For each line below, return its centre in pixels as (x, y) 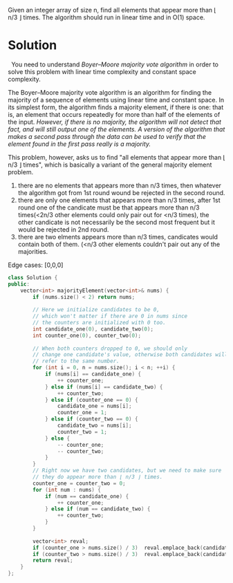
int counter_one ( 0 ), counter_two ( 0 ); (87, 335)
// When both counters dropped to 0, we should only (110, 349)
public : (19, 284)
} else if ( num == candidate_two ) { (97, 509)
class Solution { (33, 277)
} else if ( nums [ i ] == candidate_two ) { (104, 387)
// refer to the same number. (76, 361)
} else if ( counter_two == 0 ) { (91, 419)
